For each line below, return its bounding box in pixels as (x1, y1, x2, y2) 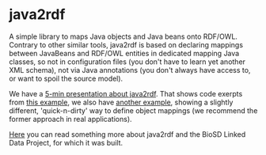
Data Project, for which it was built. (9, 138, 123, 147)
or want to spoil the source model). (9, 74, 123, 83)
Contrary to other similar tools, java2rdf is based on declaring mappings (9, 40, 244, 49)
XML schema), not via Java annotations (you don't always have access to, (9, 65, 251, 74)
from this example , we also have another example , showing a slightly (9, 97, 234, 107)
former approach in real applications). (9, 114, 133, 123)
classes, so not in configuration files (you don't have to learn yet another (9, 57, 246, 66)
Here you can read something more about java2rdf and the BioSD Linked (9, 129, 246, 139)
